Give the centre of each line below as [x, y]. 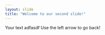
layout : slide [19, 9]
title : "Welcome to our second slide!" [45, 14]
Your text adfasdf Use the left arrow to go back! [53, 27]
